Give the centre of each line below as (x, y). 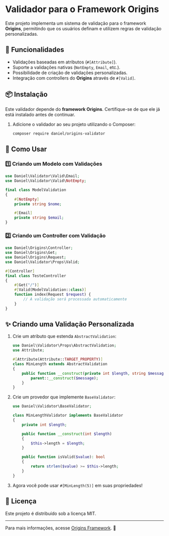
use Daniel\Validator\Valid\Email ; (43, 176)
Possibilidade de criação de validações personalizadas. (70, 73)
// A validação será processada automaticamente (75, 299)
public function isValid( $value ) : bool (64, 457)
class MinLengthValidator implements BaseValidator (68, 416)
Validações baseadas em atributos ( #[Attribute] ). (65, 62)
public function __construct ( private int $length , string (84, 373)
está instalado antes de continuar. (40, 114)
